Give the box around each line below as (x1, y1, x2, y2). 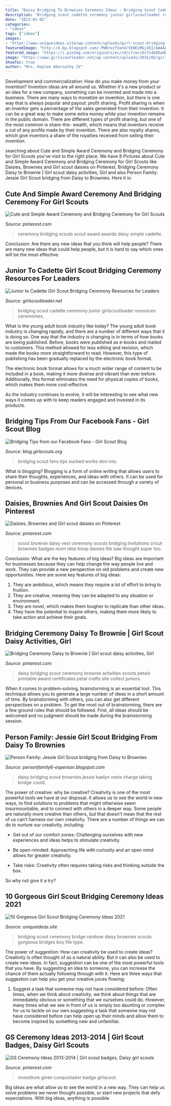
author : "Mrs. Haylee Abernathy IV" (5, 64, 83, 69)
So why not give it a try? (5, 878, 56, 883)
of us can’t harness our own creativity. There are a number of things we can (5, 817, 165, 822)
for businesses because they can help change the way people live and (5, 561, 153, 567)
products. (5, 402, 25, 408)
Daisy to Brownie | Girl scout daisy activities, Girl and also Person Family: (5, 169, 158, 176)
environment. (12, 598, 41, 604)
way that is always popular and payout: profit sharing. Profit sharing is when (5, 100, 165, 106)
